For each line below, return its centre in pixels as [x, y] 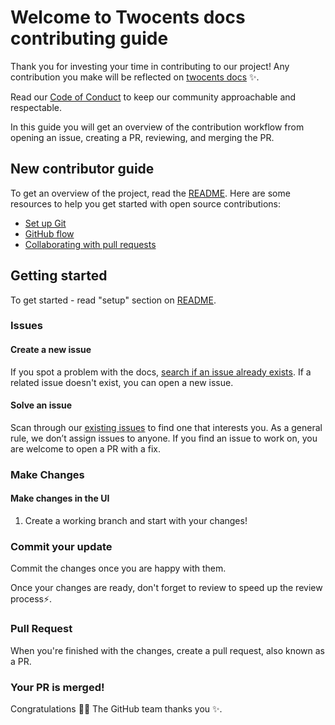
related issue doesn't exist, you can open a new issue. [122, 382]
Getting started [59, 276]
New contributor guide [82, 169]
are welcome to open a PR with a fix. [86, 448]
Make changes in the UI [60, 498]
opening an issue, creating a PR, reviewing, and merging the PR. [142, 137]
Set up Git [45, 223]
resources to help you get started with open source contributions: [146, 203]
